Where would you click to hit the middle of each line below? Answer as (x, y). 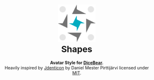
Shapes (77, 49)
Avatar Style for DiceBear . (77, 63)
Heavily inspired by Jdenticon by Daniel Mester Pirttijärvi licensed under (77, 67)
